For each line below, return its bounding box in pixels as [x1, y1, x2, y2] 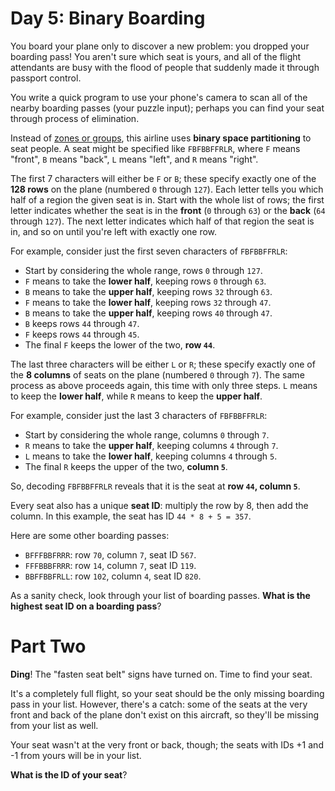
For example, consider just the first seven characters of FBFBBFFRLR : [10, 245, 288, 257]
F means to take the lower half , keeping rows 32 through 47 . [24, 296, 272, 308]
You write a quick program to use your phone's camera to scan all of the [10, 91, 308, 103]
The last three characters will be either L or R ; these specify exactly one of [10, 358, 316, 370]
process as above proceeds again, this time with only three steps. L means [10, 379, 318, 391]
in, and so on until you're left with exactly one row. [10, 225, 218, 237]
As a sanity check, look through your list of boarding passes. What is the [10, 589, 311, 601]
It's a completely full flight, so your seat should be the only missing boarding [10, 687, 325, 699]
